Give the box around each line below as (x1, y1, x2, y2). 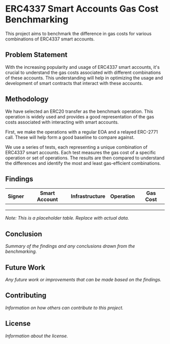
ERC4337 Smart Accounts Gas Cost (5, 3, 159, 15)
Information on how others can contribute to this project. (5, 305, 124, 311)
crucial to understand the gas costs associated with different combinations (5, 69, 161, 75)
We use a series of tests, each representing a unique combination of (5, 144, 148, 150)
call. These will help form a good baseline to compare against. (5, 134, 135, 140)
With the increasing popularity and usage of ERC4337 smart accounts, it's (5, 64, 160, 70)
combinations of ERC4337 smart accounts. (5, 36, 95, 42)
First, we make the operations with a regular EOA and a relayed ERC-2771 (5, 128, 158, 135)
